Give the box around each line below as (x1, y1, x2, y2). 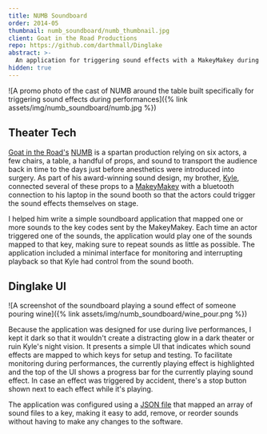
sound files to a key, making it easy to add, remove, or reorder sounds (8, 408, 239, 418)
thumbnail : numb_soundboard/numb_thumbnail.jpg (8, 26, 170, 34)
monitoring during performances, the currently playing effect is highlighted (8, 359, 255, 368)
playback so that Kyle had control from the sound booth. (8, 256, 194, 266)
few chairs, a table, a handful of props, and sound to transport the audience (8, 155, 257, 165)
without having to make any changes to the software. (8, 417, 184, 427)
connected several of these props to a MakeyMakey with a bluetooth (8, 181, 234, 191)
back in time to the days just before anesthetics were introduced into (8, 164, 235, 174)
